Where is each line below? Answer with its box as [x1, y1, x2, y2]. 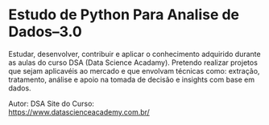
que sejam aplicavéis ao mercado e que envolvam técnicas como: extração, [8, 66, 260, 75]
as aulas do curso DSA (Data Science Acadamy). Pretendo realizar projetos [8, 58, 258, 67]
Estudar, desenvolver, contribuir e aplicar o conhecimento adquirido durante [8, 49, 261, 58]
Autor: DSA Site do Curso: [8, 99, 95, 108]
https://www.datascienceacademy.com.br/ [8, 107, 151, 117]
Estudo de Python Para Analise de [8, 6, 240, 24]
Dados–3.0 [8, 22, 82, 41]
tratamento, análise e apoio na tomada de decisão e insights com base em [8, 75, 255, 84]
